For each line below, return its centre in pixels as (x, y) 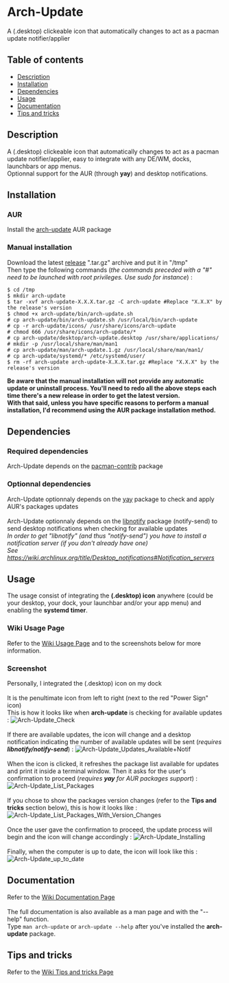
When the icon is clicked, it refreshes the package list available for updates (113, 763)
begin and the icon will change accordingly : (70, 836)
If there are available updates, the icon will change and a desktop (99, 734)
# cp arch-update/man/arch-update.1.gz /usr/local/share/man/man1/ (106, 350)
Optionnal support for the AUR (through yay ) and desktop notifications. (107, 173)
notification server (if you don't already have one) (78, 543)
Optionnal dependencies (49, 484)
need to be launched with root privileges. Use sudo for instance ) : (100, 277)
